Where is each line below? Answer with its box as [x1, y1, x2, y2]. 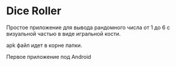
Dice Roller [6, 4, 62, 18]
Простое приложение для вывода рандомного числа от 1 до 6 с [6, 24, 170, 31]
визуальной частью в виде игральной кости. [6, 30, 121, 37]
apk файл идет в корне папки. [6, 42, 82, 49]
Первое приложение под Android [6, 53, 91, 60]
